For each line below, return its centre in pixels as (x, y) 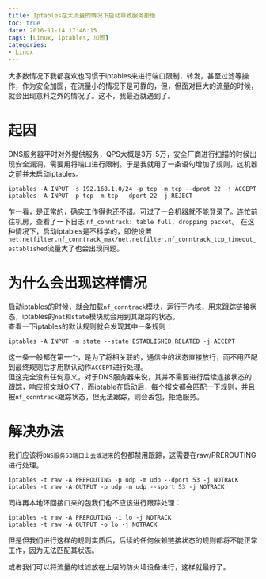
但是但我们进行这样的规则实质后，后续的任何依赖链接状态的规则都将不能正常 (133, 540)
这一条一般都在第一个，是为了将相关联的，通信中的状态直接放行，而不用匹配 (133, 356)
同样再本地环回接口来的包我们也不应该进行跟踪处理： (95, 502)
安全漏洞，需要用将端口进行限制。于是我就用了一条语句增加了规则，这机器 (136, 164)
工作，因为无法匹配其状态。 (53, 550)
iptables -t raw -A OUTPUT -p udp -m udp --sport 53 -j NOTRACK (116, 487)
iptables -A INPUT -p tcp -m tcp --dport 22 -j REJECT (101, 196)
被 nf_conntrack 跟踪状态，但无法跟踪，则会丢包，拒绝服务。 (106, 396)
